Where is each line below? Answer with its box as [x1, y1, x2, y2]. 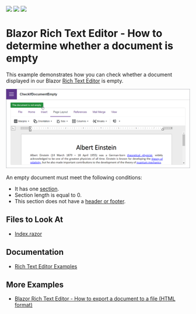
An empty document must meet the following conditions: [6, 174, 142, 181]
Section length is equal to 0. [14, 192, 82, 199]
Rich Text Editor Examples [14, 262, 78, 269]
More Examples [6, 280, 64, 290]
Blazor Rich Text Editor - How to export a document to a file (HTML [14, 295, 176, 302]
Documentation [6, 247, 64, 257]
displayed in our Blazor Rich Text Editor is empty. [6, 77, 124, 84]
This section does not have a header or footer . [14, 198, 126, 204]
